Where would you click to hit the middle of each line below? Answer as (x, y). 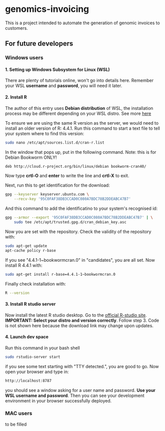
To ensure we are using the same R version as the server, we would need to (82, 123)
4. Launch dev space (27, 337)
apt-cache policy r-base (31, 250)
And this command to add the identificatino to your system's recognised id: (81, 208)
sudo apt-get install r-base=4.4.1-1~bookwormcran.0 (60, 274)
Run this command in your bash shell (43, 348)
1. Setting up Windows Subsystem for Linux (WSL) (57, 69)
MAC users (19, 413)
